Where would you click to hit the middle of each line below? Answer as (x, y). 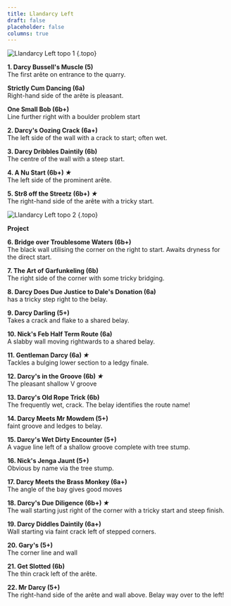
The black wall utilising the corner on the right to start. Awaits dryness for (114, 250)
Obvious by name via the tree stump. (61, 468)
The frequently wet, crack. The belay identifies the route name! (99, 405)
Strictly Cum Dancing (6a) (46, 88)
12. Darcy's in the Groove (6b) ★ (56, 377)
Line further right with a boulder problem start (74, 117)
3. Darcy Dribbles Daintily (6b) (52, 151)
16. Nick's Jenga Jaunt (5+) (48, 461)
